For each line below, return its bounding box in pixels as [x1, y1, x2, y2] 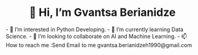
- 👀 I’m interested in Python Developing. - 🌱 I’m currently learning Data [6, 26, 184, 33]
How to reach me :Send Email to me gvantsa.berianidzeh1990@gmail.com [6, 41, 192, 48]
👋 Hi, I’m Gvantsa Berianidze [29, 5, 176, 20]
